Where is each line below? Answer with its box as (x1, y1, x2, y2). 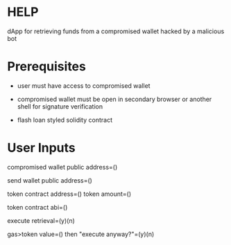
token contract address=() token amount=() (7, 190, 132, 198)
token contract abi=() (7, 203, 68, 211)
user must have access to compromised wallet (17, 81, 151, 90)
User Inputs (7, 140, 76, 156)
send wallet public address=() (7, 176, 92, 184)
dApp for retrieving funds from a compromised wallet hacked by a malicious (7, 27, 225, 35)
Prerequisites (7, 59, 87, 75)
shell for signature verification (17, 102, 103, 111)
